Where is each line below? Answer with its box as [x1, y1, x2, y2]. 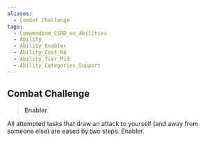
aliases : [7, 10, 33, 17]
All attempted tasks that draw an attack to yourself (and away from [7, 120, 199, 128]
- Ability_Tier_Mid [13, 56, 70, 63]
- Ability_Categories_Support [13, 62, 101, 69]
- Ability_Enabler [13, 42, 67, 49]
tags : [7, 23, 23, 30]
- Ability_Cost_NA [13, 49, 67, 56]
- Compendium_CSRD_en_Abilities [13, 29, 108, 37]
